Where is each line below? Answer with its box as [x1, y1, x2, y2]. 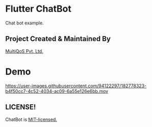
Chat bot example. [5, 20, 44, 26]
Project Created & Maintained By [5, 35, 111, 43]
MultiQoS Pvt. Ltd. [5, 48, 43, 54]
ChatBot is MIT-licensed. [5, 116, 57, 122]
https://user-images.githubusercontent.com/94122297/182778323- [5, 82, 147, 89]
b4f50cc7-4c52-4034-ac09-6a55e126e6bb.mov [5, 88, 109, 94]
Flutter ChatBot [5, 3, 71, 15]
